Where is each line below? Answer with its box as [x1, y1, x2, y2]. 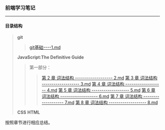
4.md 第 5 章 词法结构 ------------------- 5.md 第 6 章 [47, 87, 156, 93]
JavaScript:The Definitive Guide [17, 54, 84, 60]
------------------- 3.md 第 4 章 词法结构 [41, 81, 124, 87]
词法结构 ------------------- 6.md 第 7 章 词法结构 [41, 93, 142, 99]
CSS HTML [17, 109, 40, 115]
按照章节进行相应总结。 [5, 119, 53, 125]
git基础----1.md [29, 44, 61, 50]
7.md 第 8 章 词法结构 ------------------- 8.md [64, 99, 158, 105]
